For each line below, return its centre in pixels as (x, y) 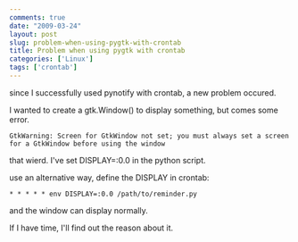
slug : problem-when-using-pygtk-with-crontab (95, 42)
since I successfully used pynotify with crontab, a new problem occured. (143, 92)
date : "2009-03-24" (46, 26)
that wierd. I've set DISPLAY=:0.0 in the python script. (108, 160)
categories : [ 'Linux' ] (51, 59)
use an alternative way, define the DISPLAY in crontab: (109, 177)
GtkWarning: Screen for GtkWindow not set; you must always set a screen (149, 136)
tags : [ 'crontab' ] (43, 68)
